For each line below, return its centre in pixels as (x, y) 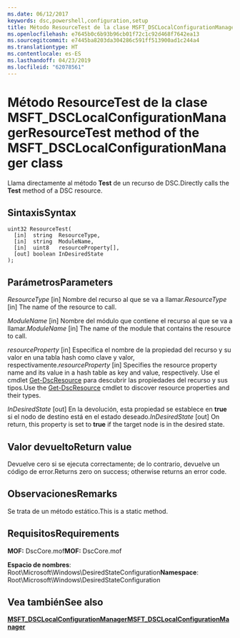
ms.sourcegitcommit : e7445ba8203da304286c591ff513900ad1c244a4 (104, 41)
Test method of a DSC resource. (55, 191)
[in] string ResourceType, (57, 236)
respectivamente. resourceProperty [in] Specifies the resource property (112, 365)
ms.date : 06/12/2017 (38, 14)
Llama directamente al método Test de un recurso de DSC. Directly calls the (119, 183)
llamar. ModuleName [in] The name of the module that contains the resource (119, 328)
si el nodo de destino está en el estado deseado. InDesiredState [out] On (114, 417)
